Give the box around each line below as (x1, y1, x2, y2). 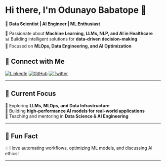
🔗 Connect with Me (5, 57, 65, 66)
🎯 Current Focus (5, 89, 56, 98)
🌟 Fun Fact (5, 132, 38, 140)
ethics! (5, 151, 19, 157)
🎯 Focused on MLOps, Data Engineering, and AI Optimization (5, 43, 132, 49)
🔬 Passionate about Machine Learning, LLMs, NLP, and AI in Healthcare (5, 30, 153, 36)
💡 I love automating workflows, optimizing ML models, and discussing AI (5, 145, 153, 151)
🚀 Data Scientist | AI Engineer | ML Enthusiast (5, 21, 100, 27)
